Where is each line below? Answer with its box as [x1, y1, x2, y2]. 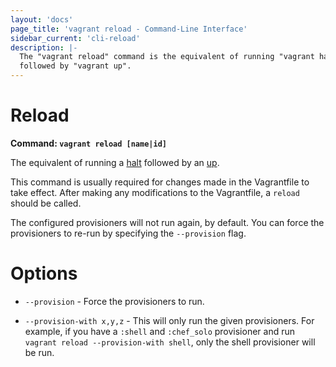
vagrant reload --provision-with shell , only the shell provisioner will [24, 336, 316, 348]
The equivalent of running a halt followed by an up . [10, 156, 220, 168]
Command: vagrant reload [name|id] [10, 137, 167, 149]
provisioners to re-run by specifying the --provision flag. [10, 227, 247, 239]
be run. [24, 346, 55, 358]
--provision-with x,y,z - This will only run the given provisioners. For [24, 314, 315, 326]
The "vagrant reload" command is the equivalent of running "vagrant [19, 52, 315, 62]
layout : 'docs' [10, 14, 74, 25]
